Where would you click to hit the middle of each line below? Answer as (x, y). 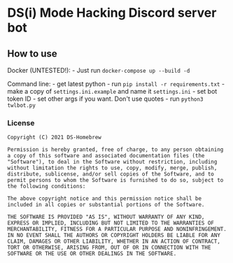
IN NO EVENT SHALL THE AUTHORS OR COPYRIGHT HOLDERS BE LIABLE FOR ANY (114, 236)
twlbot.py (22, 106)
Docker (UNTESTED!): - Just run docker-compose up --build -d (99, 70)
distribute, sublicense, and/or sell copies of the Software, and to (111, 174)
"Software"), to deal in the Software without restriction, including (112, 162)
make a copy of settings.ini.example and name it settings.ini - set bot (112, 91)
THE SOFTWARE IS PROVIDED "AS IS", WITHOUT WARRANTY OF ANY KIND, (106, 217)
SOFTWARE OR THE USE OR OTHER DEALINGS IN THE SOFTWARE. (92, 254)
